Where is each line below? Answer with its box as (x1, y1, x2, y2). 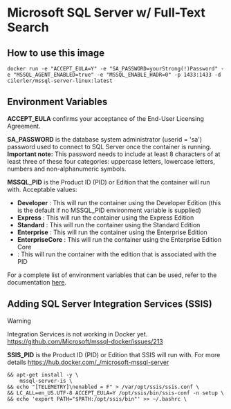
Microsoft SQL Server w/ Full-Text (7, 5, 206, 21)
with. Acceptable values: (7, 185, 77, 193)
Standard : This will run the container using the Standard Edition (17, 220, 201, 229)
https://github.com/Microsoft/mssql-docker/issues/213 (7, 337, 164, 345)
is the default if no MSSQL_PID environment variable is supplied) (17, 206, 202, 214)
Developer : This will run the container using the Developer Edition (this (17, 198, 221, 207)
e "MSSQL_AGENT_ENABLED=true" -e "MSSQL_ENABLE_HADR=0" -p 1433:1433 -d (7, 71, 221, 78)
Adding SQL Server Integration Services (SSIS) (7, 298, 212, 310)
